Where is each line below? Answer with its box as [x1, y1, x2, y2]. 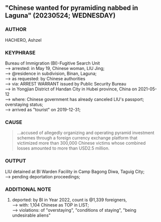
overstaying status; [5, 102, 44, 107]
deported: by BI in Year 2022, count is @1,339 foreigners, [12, 197, 127, 203]
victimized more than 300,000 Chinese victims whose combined [16, 140, 146, 146]
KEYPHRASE [5, 49, 35, 56]
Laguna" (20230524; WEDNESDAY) [5, 12, 116, 20]
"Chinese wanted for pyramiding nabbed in [5, 4, 138, 12]
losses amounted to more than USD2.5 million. [16, 145, 110, 151]
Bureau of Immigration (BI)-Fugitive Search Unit [5, 60, 100, 66]
